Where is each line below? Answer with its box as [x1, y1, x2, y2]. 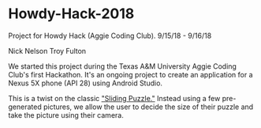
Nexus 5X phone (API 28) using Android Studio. [8, 78, 163, 88]
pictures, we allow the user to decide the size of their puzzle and [43, 102, 254, 111]
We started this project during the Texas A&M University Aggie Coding [8, 61, 237, 71]
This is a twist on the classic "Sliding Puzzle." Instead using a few [8, 93, 221, 103]
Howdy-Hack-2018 [8, 5, 135, 23]
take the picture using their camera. [8, 110, 124, 119]
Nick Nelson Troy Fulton [8, 46, 87, 55]
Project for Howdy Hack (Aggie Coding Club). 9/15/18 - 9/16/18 [8, 31, 212, 40]
